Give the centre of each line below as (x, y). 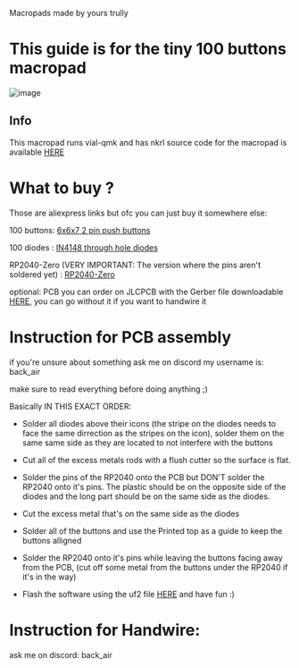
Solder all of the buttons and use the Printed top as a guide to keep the (152, 530)
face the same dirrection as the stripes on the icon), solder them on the (153, 433)
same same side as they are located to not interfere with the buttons (148, 443)
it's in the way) (49, 577)
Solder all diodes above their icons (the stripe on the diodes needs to (149, 423)
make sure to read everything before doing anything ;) (108, 389)
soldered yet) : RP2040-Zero (62, 274)
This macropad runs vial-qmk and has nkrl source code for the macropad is (148, 142)
